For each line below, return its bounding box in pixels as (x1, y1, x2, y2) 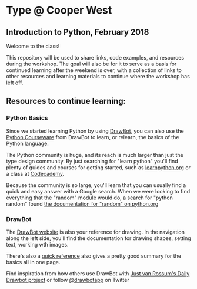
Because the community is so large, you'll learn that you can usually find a (6, 181, 186, 189)
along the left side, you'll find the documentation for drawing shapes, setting (6, 234, 191, 242)
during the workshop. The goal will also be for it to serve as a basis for (6, 60, 177, 67)
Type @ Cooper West (6, 4, 112, 17)
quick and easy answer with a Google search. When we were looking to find (6, 188, 191, 195)
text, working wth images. (6, 241, 69, 248)
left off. (6, 79, 24, 86)
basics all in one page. (6, 258, 61, 265)
